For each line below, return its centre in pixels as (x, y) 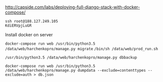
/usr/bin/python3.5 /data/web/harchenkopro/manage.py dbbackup (71, 57)
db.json (46, 75)
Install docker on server (29, 35)
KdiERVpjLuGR (18, 26)
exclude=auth (18, 75)
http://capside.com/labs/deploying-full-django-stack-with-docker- (72, 7)
